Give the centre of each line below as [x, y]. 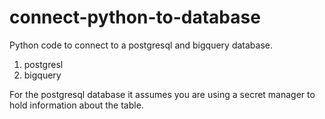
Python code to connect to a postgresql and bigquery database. [141, 45]
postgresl [43, 64]
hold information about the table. [76, 105]
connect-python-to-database [135, 17]
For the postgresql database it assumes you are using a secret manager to [162, 94]
